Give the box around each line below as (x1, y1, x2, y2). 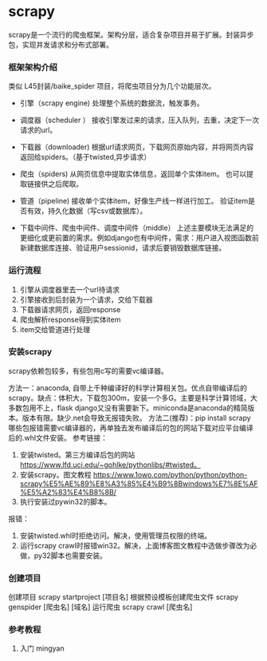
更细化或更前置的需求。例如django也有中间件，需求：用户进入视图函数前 (19, 233, 259, 243)
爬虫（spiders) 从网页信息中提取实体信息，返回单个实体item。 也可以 (19, 169, 247, 179)
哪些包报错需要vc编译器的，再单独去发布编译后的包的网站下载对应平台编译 (8, 422, 253, 433)
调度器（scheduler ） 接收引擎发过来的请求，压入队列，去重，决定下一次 (19, 115, 260, 125)
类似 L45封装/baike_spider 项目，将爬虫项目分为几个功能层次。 (8, 81, 216, 91)
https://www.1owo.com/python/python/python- (92, 469, 248, 479)
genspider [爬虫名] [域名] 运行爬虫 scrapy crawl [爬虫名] (8, 602, 193, 612)
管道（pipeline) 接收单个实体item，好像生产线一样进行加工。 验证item (19, 196, 249, 206)
